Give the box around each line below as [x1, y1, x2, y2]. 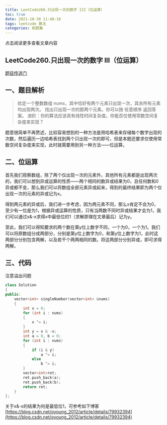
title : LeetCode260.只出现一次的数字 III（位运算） [5, 7, 105, 12]
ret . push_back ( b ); [23, 380, 61, 385]
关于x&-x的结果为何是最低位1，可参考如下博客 [5, 403, 99, 409]
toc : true [5, 12, 26, 17]
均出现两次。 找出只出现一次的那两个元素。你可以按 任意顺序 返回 [17, 106, 152, 112]
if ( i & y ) [31, 347, 55, 352]
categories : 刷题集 [5, 26, 43, 31]
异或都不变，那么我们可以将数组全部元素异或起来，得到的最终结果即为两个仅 [5, 184, 162, 190]
